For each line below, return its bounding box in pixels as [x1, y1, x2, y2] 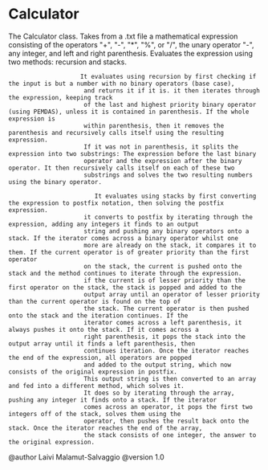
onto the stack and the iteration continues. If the [8, 311, 189, 320]
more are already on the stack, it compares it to [83, 241, 257, 249]
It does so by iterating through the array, [83, 389, 235, 397]
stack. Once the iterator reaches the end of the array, [8, 423, 203, 432]
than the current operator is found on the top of [8, 297, 181, 305]
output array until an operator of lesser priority [83, 290, 261, 298]
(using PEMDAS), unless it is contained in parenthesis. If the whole [8, 108, 250, 116]
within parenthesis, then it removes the [83, 121, 225, 129]
